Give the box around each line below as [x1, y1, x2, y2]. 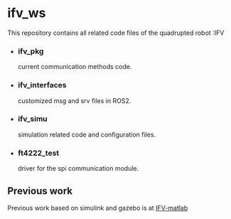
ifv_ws [7, 5, 46, 21]
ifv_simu [17, 114, 48, 124]
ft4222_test [17, 148, 60, 158]
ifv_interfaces [17, 80, 67, 90]
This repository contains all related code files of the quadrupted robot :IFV [7, 28, 225, 37]
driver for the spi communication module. [17, 164, 139, 173]
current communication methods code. [17, 63, 132, 71]
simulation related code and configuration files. [17, 130, 156, 139]
